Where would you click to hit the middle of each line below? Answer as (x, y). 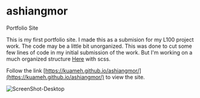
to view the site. (125, 77)
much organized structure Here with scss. (58, 59)
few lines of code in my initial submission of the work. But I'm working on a (99, 52)
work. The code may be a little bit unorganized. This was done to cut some (99, 46)
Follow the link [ (26, 70)
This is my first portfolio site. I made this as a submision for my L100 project (100, 39)
